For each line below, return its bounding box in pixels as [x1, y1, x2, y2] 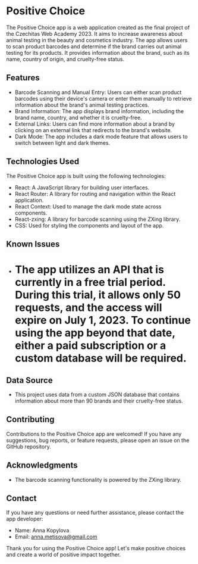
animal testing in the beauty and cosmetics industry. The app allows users [6, 36, 188, 43]
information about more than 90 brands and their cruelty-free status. [14, 397, 183, 404]
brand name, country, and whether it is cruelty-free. [14, 114, 142, 121]
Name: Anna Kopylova [14, 527, 70, 534]
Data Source [6, 375, 53, 385]
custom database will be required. [14, 351, 187, 365]
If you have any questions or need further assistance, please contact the [6, 509, 184, 516]
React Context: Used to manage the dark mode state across [14, 202, 162, 210]
